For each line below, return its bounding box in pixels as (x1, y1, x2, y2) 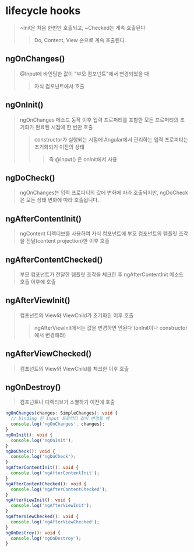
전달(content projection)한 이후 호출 (26, 237, 110, 244)
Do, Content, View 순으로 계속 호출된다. (34, 36, 126, 43)
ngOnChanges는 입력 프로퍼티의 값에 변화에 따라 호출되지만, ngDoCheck (19, 189, 189, 196)
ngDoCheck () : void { (5, 448, 56, 454)
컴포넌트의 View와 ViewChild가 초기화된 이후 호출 (19, 312, 134, 319)
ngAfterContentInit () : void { (5, 465, 79, 471)
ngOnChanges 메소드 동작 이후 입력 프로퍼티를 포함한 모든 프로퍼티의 (19, 116, 179, 123)
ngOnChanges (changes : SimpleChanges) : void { (5, 410, 118, 416)
